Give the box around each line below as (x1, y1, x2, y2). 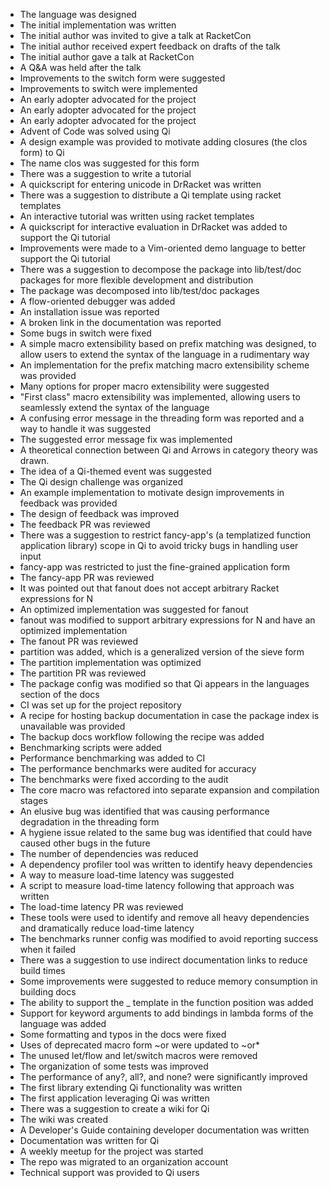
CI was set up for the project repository (19, 699, 182, 711)
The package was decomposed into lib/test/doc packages (19, 285, 260, 296)
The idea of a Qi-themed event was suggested (19, 465, 212, 477)
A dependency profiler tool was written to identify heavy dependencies (19, 859, 313, 870)
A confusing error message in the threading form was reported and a (19, 412, 305, 424)
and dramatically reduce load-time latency (19, 922, 195, 934)
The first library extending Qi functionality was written (19, 1082, 243, 1093)
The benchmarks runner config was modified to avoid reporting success (19, 933, 319, 944)
